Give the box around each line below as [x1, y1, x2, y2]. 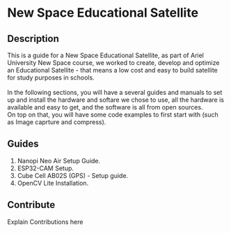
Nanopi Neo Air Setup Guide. [17, 156, 101, 165]
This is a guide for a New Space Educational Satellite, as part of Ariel [7, 51, 204, 59]
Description [7, 33, 59, 45]
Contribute [7, 199, 56, 211]
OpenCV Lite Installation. [17, 179, 89, 187]
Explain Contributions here [7, 218, 83, 226]
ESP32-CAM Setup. [17, 164, 74, 172]
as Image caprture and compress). [7, 118, 106, 126]
